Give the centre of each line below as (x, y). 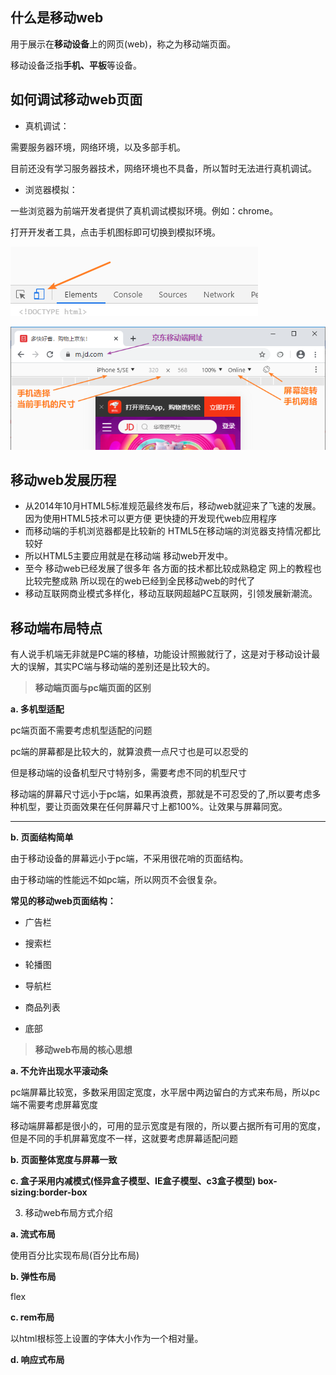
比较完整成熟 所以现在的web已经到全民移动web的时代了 (140, 581)
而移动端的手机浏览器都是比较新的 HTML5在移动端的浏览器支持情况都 (168, 531)
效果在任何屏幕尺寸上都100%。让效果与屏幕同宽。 (183, 807)
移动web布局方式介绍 (68, 1213)
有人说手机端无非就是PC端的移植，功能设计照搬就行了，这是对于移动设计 (161, 654)
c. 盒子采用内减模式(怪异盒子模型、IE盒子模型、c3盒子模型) (133, 1181)
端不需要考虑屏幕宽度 (54, 1105)
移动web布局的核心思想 (83, 1050)
